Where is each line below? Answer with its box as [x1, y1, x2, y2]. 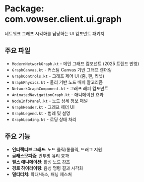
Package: [4, 3, 44, 14]
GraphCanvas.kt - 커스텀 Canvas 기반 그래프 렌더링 [11, 66, 112, 72]
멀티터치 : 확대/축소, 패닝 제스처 [11, 171, 72, 177]
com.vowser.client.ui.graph [4, 13, 122, 25]
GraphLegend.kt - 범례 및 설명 [11, 110, 71, 116]
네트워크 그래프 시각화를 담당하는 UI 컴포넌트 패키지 [4, 30, 105, 36]
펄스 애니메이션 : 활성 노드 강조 [11, 159, 71, 165]
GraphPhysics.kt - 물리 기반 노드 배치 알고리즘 [11, 79, 103, 85]
